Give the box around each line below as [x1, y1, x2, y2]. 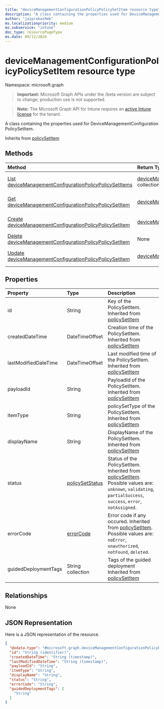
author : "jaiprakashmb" [5, 16, 54, 21]
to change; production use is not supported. [17, 96, 106, 102]
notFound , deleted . [107, 548, 150, 555]
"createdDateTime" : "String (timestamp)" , [9, 654, 97, 659]
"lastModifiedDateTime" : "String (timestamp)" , [9, 659, 108, 664]
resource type [77, 66, 136, 77]
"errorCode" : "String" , [9, 682, 58, 687]
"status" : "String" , [9, 677, 51, 682]
